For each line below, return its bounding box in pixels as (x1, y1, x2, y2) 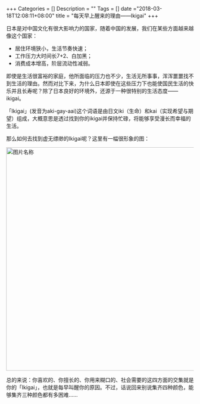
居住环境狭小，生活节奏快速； (14, 45, 88, 52)
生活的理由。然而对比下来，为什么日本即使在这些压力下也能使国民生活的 (11, 80, 189, 87)
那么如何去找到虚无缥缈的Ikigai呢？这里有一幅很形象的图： (6, 135, 150, 142)
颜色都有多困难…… (32, 391, 79, 398)
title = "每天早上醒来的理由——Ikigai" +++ (55, 12, 159, 19)
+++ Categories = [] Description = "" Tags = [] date (6, 5, 132, 12)
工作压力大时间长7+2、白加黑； (14, 52, 93, 59)
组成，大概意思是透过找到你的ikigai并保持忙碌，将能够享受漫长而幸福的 (16, 115, 192, 122)
